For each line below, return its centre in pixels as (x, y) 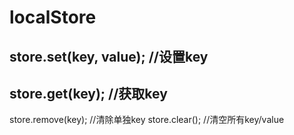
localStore (53, 17)
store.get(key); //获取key (88, 93)
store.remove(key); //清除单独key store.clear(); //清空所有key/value (147, 120)
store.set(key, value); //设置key (109, 56)
